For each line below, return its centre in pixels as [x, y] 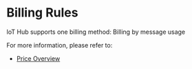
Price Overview [38, 58]
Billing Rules [42, 13]
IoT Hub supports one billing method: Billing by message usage [96, 32]
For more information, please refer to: [60, 45]
